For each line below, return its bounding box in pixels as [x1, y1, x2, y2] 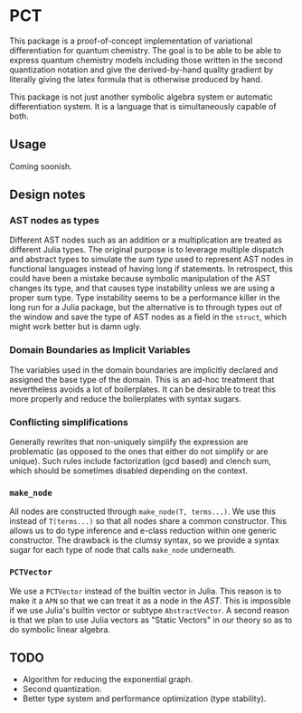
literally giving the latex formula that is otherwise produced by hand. [9, 73, 263, 84]
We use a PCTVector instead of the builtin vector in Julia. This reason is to [9, 585, 282, 596]
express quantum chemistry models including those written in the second [9, 54, 283, 65]
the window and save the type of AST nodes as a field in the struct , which [9, 311, 288, 322]
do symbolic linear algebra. [9, 623, 111, 634]
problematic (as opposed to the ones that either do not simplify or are [9, 446, 269, 457]
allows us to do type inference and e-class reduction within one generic [9, 526, 278, 537]
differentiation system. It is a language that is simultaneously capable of [9, 100, 278, 111]
